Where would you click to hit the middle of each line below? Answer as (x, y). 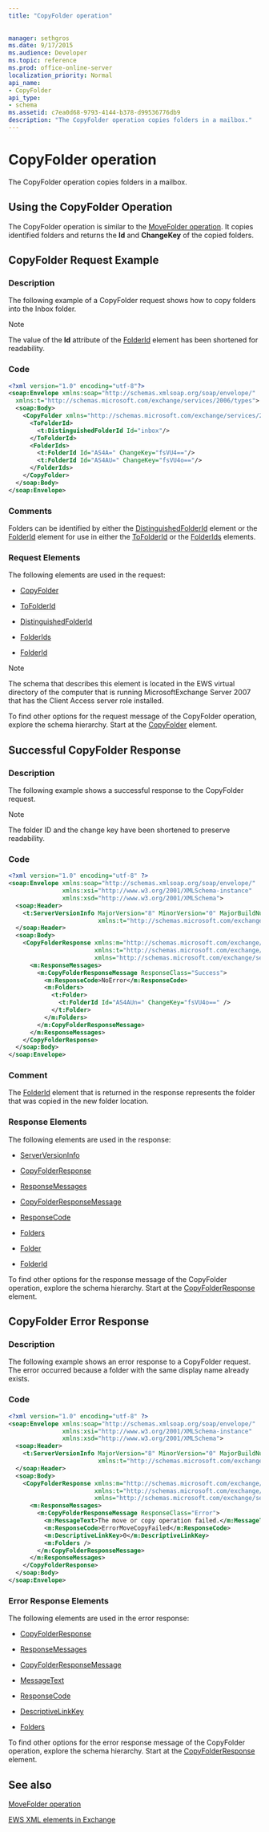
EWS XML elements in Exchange (62, 1820)
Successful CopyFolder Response (95, 750)
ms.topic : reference (43, 61)
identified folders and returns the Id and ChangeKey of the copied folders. (131, 235)
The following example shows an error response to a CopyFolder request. (130, 1362)
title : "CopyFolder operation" (60, 16)
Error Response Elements (59, 1600)
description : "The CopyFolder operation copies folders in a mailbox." (130, 120)
